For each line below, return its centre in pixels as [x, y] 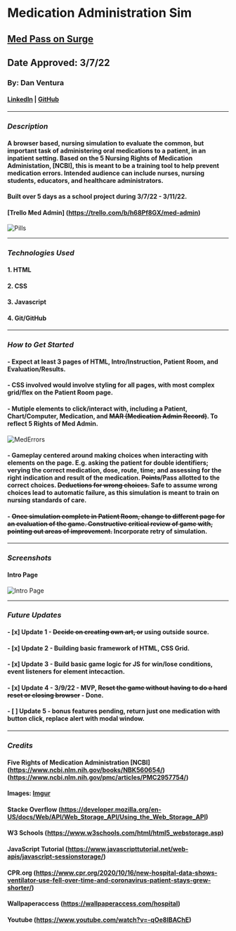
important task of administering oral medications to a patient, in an [106, 150]
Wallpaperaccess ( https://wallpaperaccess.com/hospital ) [94, 904]
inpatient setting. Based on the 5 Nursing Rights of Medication [100, 158]
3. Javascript [27, 302]
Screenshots [29, 558]
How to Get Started [41, 345]
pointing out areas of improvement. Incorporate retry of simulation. [107, 531]
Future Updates [34, 615]
